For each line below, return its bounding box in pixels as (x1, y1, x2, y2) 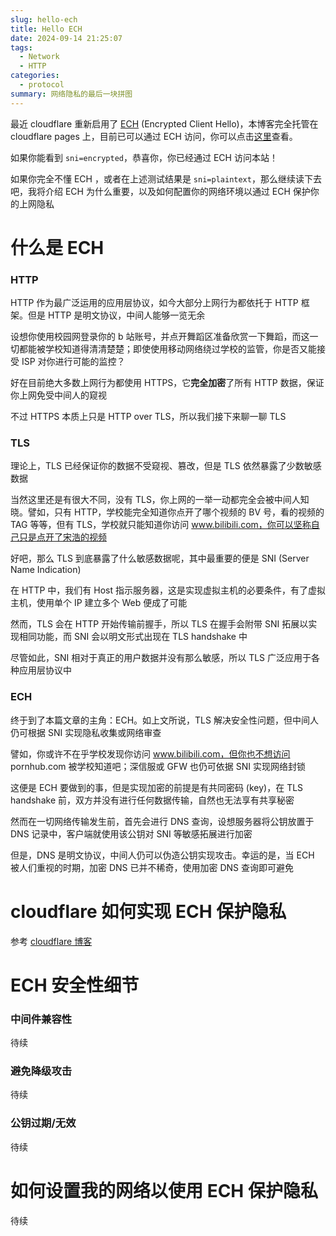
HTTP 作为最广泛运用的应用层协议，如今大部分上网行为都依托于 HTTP (10, 297, 299, 309)
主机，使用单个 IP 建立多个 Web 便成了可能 (10, 597, 188, 609)
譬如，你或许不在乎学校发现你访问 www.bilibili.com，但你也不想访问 (10, 747, 291, 760)
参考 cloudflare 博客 (10, 935, 93, 947)
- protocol (19, 80, 65, 90)
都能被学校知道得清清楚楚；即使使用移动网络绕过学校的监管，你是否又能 (18, 343, 317, 355)
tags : (10, 42, 33, 53)
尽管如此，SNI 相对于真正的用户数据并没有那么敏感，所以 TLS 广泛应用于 (10, 652, 312, 664)
